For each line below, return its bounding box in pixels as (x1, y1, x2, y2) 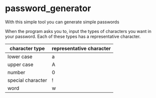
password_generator (5, 3, 91, 14)
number (7, 69, 26, 76)
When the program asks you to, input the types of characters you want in (5, 28, 152, 34)
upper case (7, 61, 34, 68)
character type (9, 45, 45, 51)
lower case (7, 53, 33, 60)
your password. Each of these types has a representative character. (5, 33, 141, 39)
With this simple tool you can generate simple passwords (5, 19, 120, 25)
